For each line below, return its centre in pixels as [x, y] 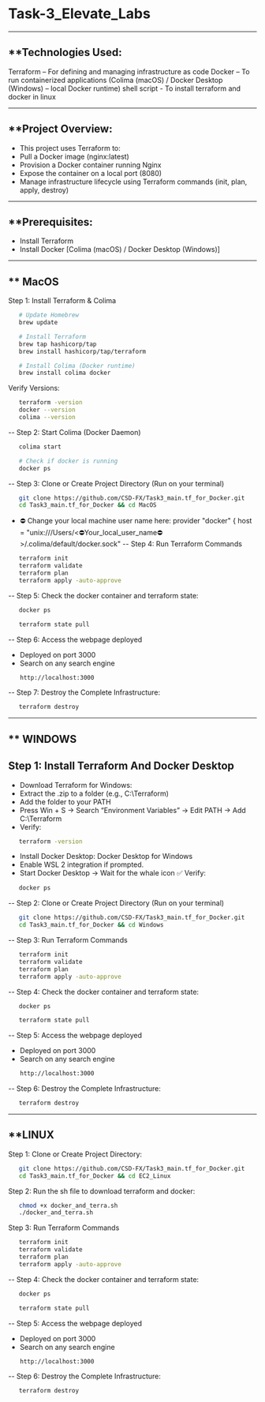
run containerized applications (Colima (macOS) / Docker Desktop [116, 80]
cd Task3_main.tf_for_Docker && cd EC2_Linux [95, 1176]
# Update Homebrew [49, 315]
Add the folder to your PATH [65, 801]
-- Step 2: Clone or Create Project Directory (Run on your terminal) [116, 903]
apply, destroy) [44, 189]
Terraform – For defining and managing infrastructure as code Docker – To [129, 71]
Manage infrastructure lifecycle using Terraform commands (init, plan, [133, 182]
